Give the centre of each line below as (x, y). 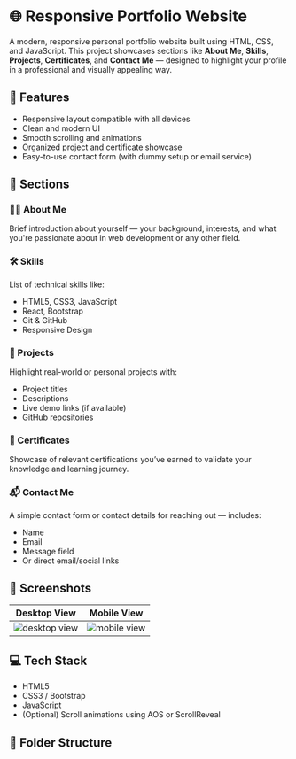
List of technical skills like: (57, 284)
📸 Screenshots (51, 589)
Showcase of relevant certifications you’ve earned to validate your (131, 460)
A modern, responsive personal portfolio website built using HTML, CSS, (141, 41)
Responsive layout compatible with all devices (106, 119)
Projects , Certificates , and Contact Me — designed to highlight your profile (148, 60)
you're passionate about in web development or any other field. (125, 238)
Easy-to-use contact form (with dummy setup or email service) (137, 156)
